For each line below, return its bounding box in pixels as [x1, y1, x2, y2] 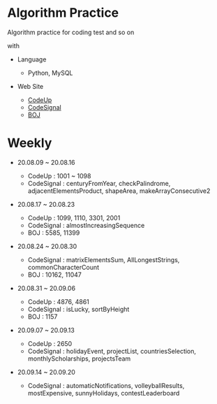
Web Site [17, 82, 44, 90]
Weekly [7, 135, 52, 151]
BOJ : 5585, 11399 [27, 229, 80, 237]
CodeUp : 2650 [27, 339, 73, 347]
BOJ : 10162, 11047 [27, 270, 82, 279]
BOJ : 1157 [27, 312, 58, 321]
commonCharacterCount [27, 263, 100, 271]
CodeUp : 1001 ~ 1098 [27, 171, 91, 180]
